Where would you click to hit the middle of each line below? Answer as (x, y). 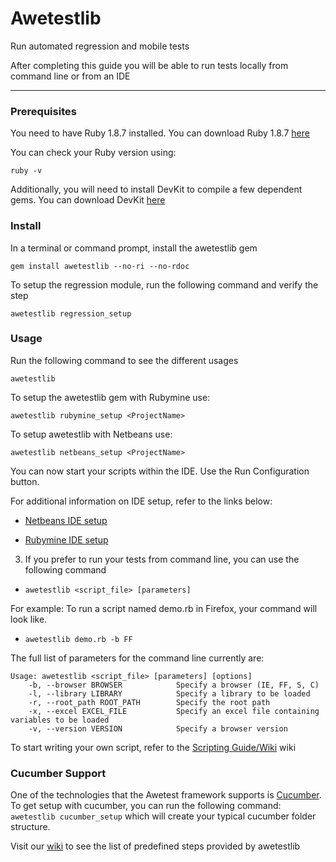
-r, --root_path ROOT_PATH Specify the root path (149, 702)
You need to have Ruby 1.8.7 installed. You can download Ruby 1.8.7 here (160, 133)
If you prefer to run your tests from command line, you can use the (162, 559)
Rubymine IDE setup (66, 539)
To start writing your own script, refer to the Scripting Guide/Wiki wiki (153, 747)
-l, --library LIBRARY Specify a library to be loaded (169, 693)
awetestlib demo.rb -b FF (78, 639)
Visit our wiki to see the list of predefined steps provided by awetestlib (155, 846)
